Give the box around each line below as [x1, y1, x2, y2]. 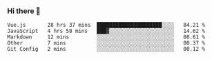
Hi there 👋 [7, 6, 41, 16]
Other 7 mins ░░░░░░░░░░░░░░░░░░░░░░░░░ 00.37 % [7, 40, 206, 47]
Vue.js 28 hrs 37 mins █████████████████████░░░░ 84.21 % [7, 22, 206, 29]
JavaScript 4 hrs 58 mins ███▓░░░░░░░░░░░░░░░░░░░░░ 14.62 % [7, 27, 206, 35]
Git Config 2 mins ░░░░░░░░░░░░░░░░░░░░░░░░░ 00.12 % [7, 46, 206, 53]
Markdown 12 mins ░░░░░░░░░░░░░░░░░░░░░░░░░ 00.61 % [7, 34, 206, 40]
